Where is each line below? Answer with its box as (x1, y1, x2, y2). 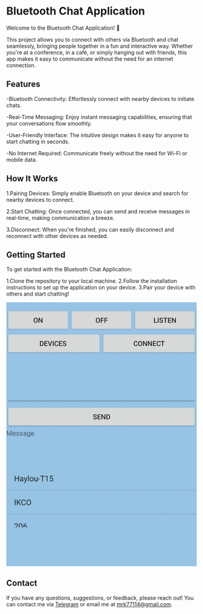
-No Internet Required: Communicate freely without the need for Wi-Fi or (6, 149, 188, 157)
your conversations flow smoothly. (6, 120, 92, 127)
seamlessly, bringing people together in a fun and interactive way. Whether (6, 42, 193, 50)
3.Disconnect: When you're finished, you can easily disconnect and (6, 225, 174, 233)
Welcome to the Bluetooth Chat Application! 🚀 (6, 24, 120, 31)
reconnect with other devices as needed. (6, 232, 109, 239)
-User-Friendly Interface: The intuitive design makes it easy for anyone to (6, 131, 189, 138)
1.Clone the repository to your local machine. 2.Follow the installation (6, 277, 177, 285)
